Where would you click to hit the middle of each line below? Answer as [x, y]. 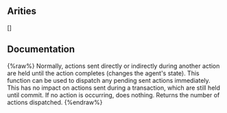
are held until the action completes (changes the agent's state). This [104, 73]
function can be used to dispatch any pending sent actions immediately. [109, 80]
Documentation [41, 50]
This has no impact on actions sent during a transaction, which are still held [114, 88]
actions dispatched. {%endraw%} [55, 102]
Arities [22, 11]
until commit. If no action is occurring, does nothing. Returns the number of [113, 95]
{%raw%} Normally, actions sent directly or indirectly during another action [113, 66]
